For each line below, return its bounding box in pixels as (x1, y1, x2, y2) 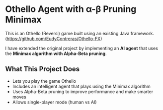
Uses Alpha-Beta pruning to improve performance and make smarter (12, 88, 153, 95)
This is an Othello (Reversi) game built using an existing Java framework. (5, 30, 154, 36)
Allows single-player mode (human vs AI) (12, 99, 97, 105)
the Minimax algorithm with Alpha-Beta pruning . (5, 51, 107, 56)
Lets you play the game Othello (12, 78, 76, 84)
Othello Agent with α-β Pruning (5, 3, 137, 15)
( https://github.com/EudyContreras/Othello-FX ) (5, 36, 102, 42)
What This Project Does (5, 65, 80, 73)
